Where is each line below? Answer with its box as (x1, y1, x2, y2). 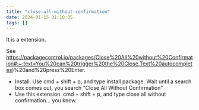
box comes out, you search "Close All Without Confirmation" (14, 84, 163, 92)
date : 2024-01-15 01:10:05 (6, 14, 73, 20)
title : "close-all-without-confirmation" (6, 8, 110, 15)
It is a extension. (6, 36, 46, 43)
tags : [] (6, 20, 28, 26)
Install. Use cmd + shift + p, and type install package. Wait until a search (14, 78, 192, 85)
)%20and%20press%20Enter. (11, 67, 86, 74)
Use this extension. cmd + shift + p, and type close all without (14, 90, 166, 98)
